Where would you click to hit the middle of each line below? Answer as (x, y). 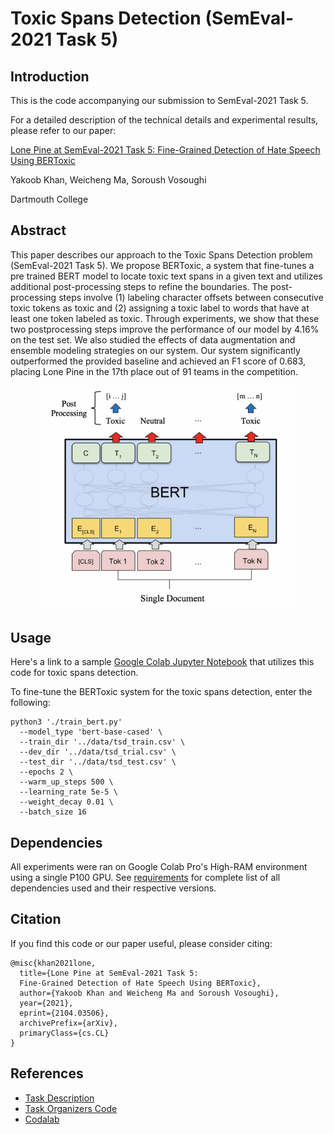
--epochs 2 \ (46, 772)
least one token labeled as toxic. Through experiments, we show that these (165, 318)
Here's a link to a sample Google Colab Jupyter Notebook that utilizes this (162, 662)
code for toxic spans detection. (74, 673)
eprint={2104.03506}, (64, 1013)
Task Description (59, 1098)
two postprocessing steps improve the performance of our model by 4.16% (165, 329)
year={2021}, (46, 1003)
